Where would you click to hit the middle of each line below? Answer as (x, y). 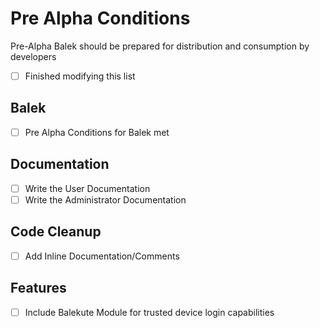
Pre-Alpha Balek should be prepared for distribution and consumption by (160, 46)
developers (33, 56)
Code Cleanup (56, 232)
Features (38, 288)
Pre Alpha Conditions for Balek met (97, 132)
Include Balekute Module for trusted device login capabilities (149, 312)
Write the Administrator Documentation (105, 199)
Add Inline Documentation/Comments (102, 256)
